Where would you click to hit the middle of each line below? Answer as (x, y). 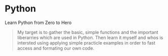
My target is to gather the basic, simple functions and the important (88, 32)
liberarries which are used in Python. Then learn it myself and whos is (90, 37)
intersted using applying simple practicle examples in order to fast (86, 42)
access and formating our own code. (56, 48)
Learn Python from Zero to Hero (38, 22)
